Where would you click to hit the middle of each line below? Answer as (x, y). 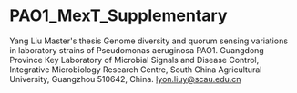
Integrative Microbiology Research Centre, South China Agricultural (136, 70)
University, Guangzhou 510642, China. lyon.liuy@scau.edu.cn (125, 79)
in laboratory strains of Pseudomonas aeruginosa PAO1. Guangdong (137, 50)
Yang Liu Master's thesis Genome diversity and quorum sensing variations (149, 41)
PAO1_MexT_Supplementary (118, 16)
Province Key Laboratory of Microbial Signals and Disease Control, (134, 60)
